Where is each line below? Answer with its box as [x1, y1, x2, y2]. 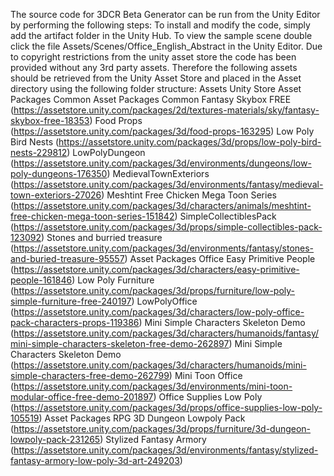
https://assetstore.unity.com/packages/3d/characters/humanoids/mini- [13, 359, 307, 371]
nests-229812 [10, 147, 68, 158]
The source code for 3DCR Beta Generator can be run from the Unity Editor [10, 9, 321, 20]
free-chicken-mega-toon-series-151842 [10, 210, 175, 222]
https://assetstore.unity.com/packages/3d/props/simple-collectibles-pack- [13, 221, 323, 233]
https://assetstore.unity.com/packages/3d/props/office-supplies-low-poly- [13, 402, 323, 413]
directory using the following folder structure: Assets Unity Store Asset [10, 83, 302, 94]
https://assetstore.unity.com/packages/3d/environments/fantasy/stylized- [13, 444, 319, 456]
